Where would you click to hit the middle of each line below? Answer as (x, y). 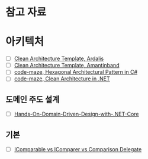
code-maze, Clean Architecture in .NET (62, 79)
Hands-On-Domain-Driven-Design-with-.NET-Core (76, 114)
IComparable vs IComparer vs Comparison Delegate (78, 149)
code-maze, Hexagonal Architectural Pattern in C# (75, 72)
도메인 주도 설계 (33, 99)
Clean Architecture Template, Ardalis (59, 59)
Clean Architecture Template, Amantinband (67, 66)
